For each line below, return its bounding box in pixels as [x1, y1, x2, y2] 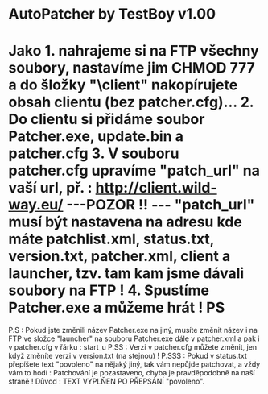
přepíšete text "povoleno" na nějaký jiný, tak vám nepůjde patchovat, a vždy [8, 359, 261, 369]
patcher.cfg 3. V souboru [8, 144, 179, 163]
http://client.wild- [95, 179, 217, 197]
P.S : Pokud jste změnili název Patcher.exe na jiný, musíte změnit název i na [8, 326, 258, 335]
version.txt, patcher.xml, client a [8, 247, 231, 266]
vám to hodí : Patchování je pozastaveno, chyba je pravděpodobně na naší [8, 368, 255, 378]
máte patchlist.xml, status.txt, [8, 230, 215, 248]
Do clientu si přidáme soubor [8, 110, 205, 129]
